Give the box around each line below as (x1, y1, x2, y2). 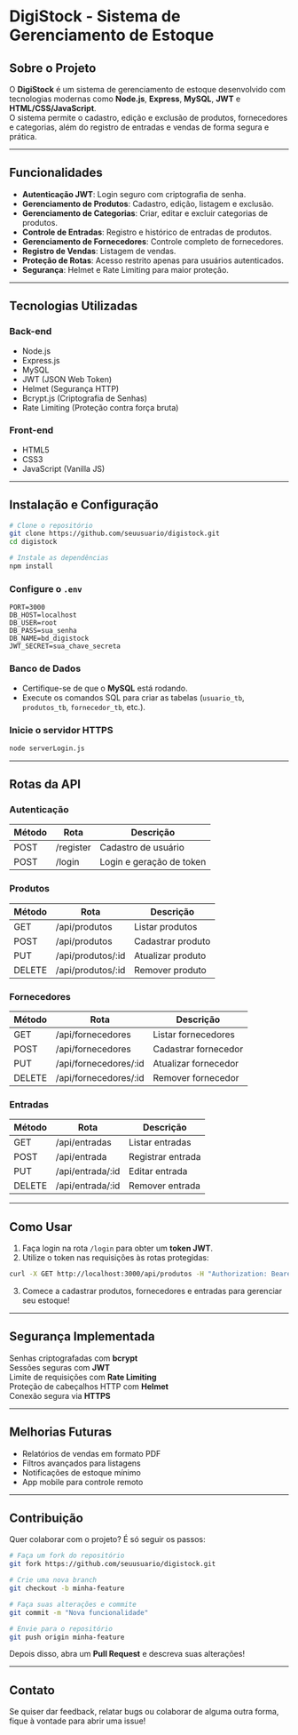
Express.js (21, 355, 60, 365)
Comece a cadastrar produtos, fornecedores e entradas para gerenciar (21, 1286, 282, 1297)
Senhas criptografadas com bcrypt (9, 1353, 138, 1363)
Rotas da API (9, 777, 82, 792)
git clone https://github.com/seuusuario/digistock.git (9, 529, 220, 539)
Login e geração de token (99, 856, 207, 868)
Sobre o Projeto (9, 60, 97, 76)
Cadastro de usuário (99, 842, 184, 854)
